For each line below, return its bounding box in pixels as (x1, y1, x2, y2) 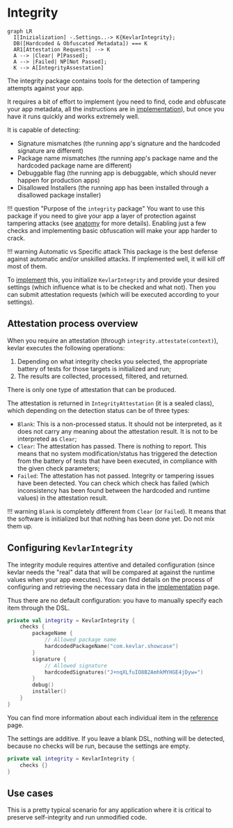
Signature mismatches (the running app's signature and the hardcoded (17, 139, 220, 147)
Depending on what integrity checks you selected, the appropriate (17, 357, 207, 366)
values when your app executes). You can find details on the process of (7, 575, 214, 583)
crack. (7, 234, 26, 242)
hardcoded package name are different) (17, 161, 132, 170)
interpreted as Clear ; (17, 435, 77, 443)
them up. (7, 521, 33, 530)
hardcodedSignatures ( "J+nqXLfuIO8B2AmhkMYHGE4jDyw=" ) (44, 669, 204, 676)
